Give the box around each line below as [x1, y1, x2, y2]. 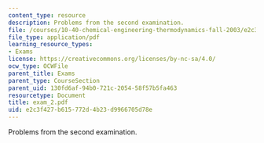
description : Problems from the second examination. [8, 19, 185, 27]
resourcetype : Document [8, 91, 86, 99]
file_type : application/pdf [8, 33, 101, 41]
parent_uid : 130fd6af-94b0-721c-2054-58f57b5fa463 [8, 84, 178, 92]
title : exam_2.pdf [8, 98, 68, 106]
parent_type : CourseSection [8, 77, 101, 84]
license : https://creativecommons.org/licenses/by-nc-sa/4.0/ [8, 55, 216, 63]
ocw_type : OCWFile [8, 63, 68, 70]
